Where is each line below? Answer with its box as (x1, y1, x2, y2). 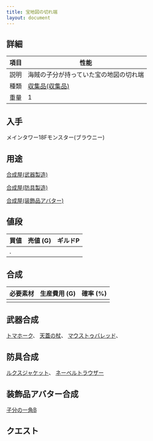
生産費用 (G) (40, 289, 76, 297)
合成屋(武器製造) (6, 171, 48, 178)
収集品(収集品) (28, 82, 70, 91)
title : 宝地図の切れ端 (6, 9, 58, 15)
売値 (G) (28, 236, 51, 245)
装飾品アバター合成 (6, 389, 79, 399)
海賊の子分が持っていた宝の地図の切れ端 (28, 71, 144, 79)
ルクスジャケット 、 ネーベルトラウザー (6, 369, 104, 377)
